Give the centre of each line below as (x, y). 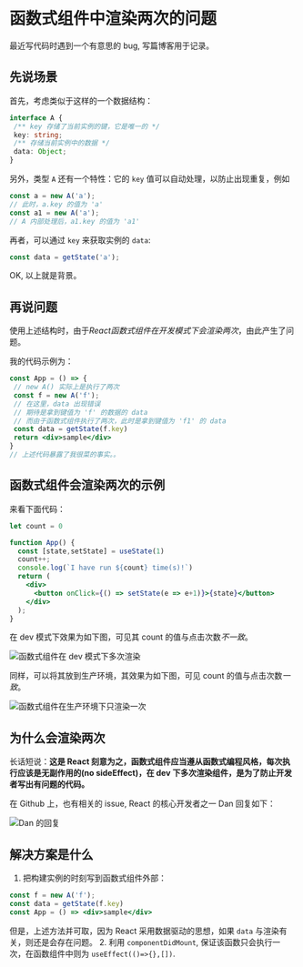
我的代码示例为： (41, 361)
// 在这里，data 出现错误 (57, 404)
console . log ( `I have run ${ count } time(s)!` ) (106, 568)
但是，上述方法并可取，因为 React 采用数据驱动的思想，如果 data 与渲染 (144, 931)
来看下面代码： (37, 509)
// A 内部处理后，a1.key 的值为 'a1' (75, 221)
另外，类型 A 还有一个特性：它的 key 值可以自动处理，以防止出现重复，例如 (150, 179)
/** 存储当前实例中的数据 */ (62, 143)
